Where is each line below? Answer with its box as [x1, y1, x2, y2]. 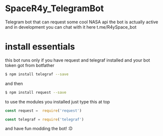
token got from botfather [5, 62, 55, 68]
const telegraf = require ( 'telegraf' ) [5, 117, 84, 122]
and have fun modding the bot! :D [5, 126, 73, 132]
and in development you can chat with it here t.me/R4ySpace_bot [5, 24, 137, 30]
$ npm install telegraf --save [5, 71, 69, 77]
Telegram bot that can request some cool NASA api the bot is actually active [5, 19, 159, 25]
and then [5, 81, 23, 86]
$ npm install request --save [5, 90, 67, 95]
